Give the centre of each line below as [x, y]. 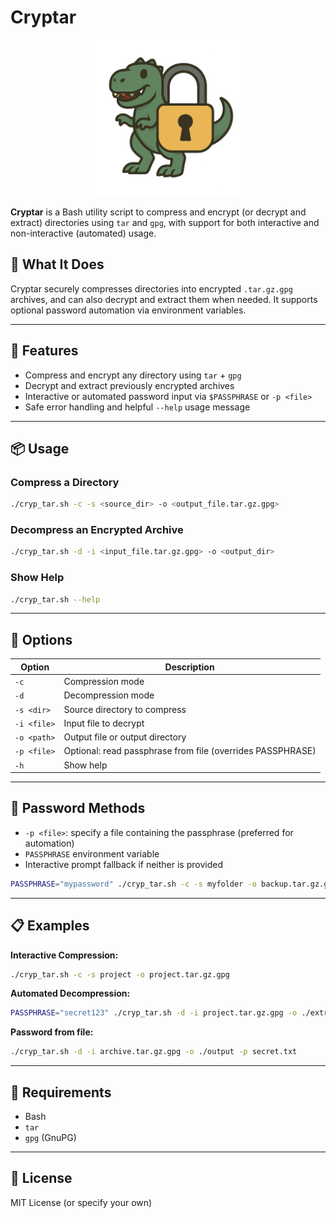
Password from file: [52, 1032]
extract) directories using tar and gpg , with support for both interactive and [165, 222]
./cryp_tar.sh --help [55, 599]
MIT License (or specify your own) [81, 1202]
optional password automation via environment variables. [128, 310]
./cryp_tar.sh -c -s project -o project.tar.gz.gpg [120, 974]
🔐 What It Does [57, 264]
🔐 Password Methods [78, 808]
